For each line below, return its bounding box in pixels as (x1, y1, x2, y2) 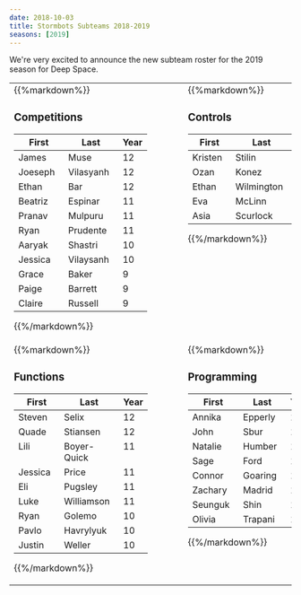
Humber (243, 441, 278, 453)
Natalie (192, 441, 222, 453)
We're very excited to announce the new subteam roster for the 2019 (9, 55, 263, 66)
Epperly (243, 411, 276, 424)
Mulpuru (68, 210, 104, 223)
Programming (187, 370, 258, 384)
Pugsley (64, 481, 99, 494)
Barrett (68, 283, 98, 295)
